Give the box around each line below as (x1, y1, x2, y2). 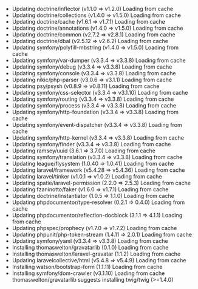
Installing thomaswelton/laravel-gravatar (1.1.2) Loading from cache (12, 250, 181, 257)
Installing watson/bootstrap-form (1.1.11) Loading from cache (12, 263, 163, 270)
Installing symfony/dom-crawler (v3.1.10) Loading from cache (12, 270, 165, 277)
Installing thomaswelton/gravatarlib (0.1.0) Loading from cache (12, 244, 169, 251)
